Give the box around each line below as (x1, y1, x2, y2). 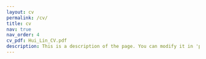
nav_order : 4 (6, 32, 40, 38)
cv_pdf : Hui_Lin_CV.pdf (6, 37, 67, 44)
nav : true (6, 26, 32, 33)
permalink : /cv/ (6, 15, 48, 21)
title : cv (6, 20, 32, 26)
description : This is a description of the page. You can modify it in (6, 44, 193, 50)
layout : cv (6, 9, 34, 15)
